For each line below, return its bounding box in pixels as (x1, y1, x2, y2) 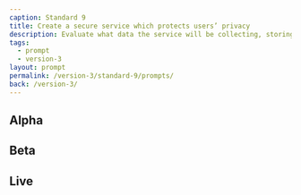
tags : (9, 38, 30, 47)
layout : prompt (9, 64, 66, 72)
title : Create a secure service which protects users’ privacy (9, 21, 251, 30)
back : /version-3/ (9, 80, 78, 89)
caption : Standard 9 (9, 13, 87, 22)
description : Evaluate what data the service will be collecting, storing (9, 30, 295, 38)
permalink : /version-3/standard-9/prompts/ (9, 72, 175, 81)
